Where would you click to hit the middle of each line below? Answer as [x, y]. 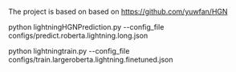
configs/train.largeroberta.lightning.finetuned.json [91, 60]
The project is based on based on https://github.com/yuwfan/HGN [118, 12]
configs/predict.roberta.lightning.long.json [78, 36]
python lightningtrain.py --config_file [69, 51]
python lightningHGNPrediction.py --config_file [86, 27]
